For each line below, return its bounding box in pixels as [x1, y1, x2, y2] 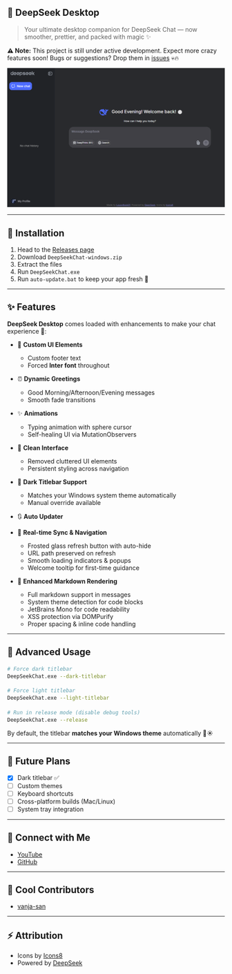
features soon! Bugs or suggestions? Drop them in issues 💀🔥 [7, 53, 180, 62]
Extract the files [17, 260, 62, 268]
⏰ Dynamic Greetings [17, 374, 81, 383]
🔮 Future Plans [7, 756, 71, 767]
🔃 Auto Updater [17, 512, 64, 520]
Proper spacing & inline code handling [27, 620, 136, 628]
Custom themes [17, 781, 63, 790]
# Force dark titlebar [7, 665, 72, 672]
